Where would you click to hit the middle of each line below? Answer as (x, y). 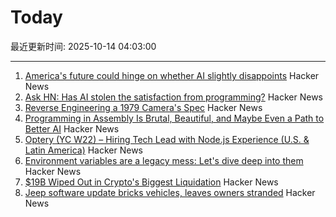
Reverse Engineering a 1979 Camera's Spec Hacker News (143, 107)
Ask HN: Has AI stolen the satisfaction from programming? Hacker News (174, 97)
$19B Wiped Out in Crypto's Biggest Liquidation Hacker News (151, 182)
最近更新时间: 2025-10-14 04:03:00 (83, 46)
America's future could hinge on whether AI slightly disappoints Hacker (172, 75)
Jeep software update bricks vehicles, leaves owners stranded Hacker (170, 192)
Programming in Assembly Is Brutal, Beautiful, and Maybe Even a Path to (174, 118)
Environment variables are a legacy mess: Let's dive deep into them (164, 160)
